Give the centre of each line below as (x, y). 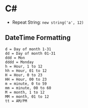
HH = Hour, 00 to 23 (26, 79)
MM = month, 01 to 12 (27, 97)
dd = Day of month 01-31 (30, 53)
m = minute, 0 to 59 (26, 84)
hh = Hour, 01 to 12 (26, 71)
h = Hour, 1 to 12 (24, 66)
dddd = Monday (20, 62)
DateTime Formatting (38, 38)
